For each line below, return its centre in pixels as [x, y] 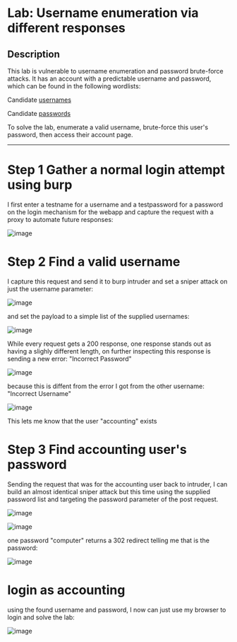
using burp [40, 185]
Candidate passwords [39, 113]
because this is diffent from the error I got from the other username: [106, 386]
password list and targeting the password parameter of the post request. [113, 499]
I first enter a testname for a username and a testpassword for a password [115, 204]
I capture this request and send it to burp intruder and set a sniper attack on [117, 281]
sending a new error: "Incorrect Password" [69, 358]
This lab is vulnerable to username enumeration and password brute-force [115, 71]
